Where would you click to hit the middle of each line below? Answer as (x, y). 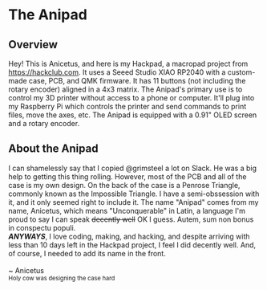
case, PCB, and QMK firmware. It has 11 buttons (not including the (137, 81)
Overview (33, 45)
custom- (241, 72)
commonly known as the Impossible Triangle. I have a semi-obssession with (134, 194)
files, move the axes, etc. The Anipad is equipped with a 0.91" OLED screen (133, 115)
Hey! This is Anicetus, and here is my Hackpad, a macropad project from (128, 63)
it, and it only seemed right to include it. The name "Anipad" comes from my (133, 202)
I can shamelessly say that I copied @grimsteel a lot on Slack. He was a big (133, 168)
